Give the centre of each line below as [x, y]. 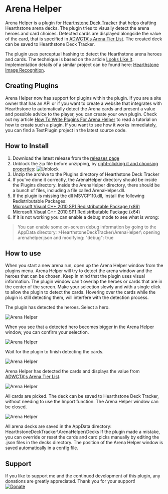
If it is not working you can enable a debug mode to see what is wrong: [86, 217]
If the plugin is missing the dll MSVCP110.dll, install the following [78, 196]
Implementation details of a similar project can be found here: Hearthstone [82, 65]
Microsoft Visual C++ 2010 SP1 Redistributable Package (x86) [76, 206]
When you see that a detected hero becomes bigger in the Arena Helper [80, 327]
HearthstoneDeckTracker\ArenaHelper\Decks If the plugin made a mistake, [83, 432]
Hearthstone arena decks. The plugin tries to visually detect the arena [77, 28]
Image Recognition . [25, 70]
